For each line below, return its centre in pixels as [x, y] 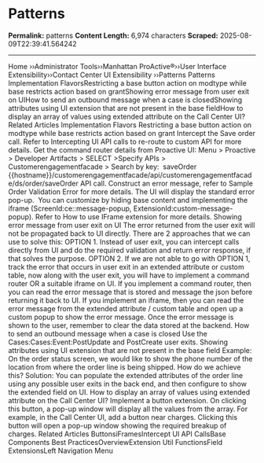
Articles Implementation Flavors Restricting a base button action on [143, 125]
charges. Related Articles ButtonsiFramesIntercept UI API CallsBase [117, 434]
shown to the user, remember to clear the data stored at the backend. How [129, 325]
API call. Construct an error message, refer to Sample [167, 183]
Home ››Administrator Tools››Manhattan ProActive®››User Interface [117, 66]
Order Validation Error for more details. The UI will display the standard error [132, 191]
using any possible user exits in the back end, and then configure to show [128, 384]
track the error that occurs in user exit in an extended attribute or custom [126, 266]
